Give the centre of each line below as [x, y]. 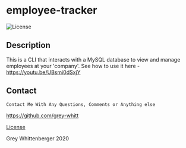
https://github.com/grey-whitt [42, 115]
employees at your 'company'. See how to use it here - [73, 66]
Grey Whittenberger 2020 [38, 138]
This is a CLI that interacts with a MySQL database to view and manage [93, 59]
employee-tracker [52, 10]
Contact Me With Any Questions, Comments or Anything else [81, 104]
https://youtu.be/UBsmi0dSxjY [44, 72]
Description [28, 45]
